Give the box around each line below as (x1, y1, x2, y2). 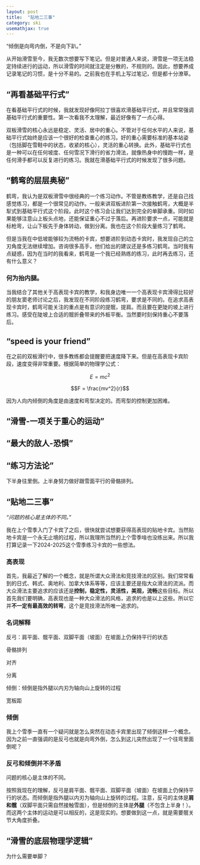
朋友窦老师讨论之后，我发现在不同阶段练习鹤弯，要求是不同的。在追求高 (11, 296, 189, 303)
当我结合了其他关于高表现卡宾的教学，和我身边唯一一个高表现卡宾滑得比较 (6, 289, 189, 296)
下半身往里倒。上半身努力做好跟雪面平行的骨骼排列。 (6, 477, 137, 484)
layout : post (6, 8, 39, 15)
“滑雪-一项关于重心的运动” (6, 416, 105, 427)
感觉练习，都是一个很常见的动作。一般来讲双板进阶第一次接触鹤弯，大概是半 (6, 200, 194, 207)
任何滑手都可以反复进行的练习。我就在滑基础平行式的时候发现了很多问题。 (6, 157, 189, 164)
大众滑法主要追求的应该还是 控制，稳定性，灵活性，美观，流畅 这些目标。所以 (6, 587, 194, 594)
